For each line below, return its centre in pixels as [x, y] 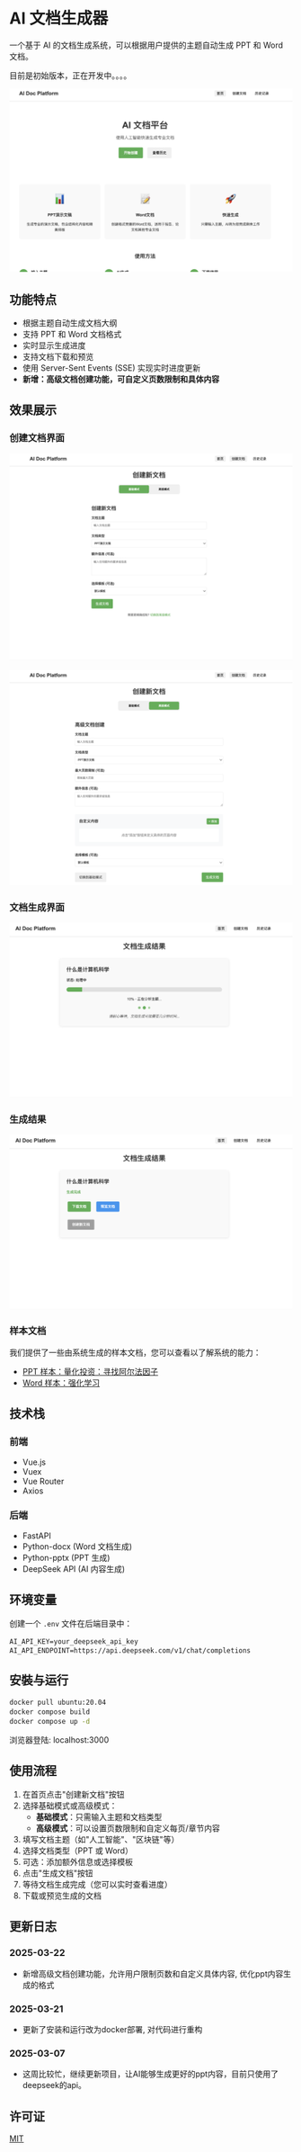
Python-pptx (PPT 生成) [66, 1557]
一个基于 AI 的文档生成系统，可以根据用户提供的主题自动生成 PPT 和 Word [146, 45]
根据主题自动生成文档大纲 [70, 323]
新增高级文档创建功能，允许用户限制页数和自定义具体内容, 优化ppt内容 [153, 1973]
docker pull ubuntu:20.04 [58, 1703]
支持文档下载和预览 [58, 357]
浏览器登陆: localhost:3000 [59, 1740]
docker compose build [50, 1712]
